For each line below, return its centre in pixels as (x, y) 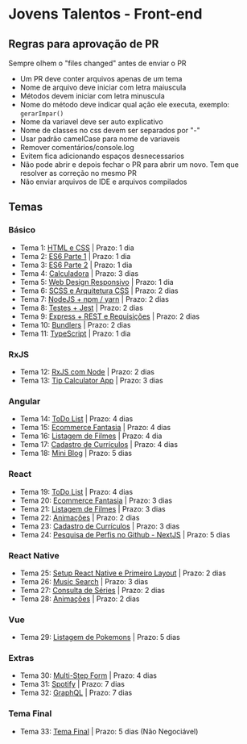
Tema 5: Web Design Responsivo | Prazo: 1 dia (97, 282)
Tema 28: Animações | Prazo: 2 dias (80, 599)
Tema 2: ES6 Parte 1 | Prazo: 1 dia (75, 256)
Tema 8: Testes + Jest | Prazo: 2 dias (81, 307)
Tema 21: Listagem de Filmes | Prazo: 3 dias (93, 508)
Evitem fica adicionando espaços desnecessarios (102, 156)
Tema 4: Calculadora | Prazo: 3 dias (79, 273)
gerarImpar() (42, 114)
